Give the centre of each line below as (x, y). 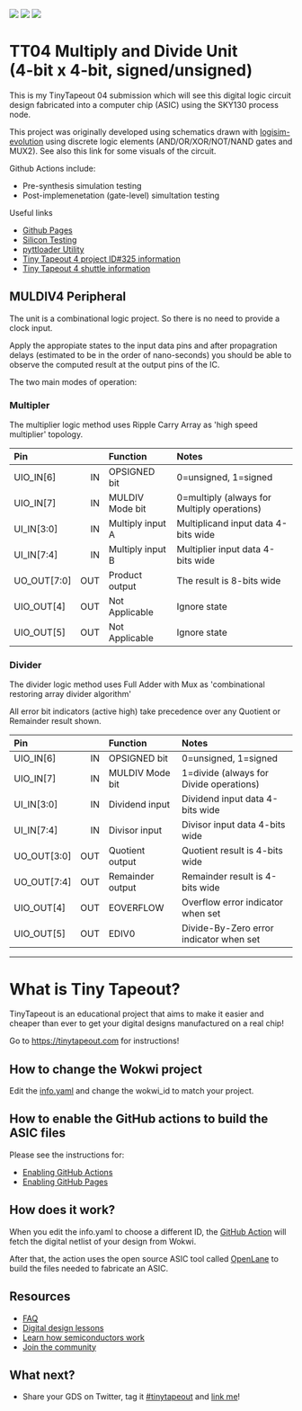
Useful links (31, 212)
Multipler (30, 405)
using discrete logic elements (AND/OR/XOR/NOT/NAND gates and (169, 141)
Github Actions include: (53, 168)
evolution (27, 141)
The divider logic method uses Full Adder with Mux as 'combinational (137, 684)
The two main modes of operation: (73, 381)
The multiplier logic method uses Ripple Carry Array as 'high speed (133, 425)
